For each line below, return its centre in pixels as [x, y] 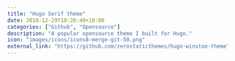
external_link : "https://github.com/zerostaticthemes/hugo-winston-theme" [119, 46]
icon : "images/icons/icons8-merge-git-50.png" [76, 40]
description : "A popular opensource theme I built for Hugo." [100, 33]
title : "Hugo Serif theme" [47, 14]
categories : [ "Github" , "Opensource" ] [64, 27]
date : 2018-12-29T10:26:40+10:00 [56, 20]
